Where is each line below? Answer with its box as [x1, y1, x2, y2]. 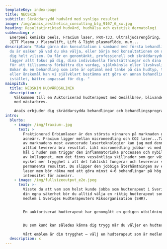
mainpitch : [5, 81, 28, 86]
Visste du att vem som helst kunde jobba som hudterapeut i [23, 187, 150, 192]
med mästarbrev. [14, 100, 48, 105]
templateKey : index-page [5, 7, 57, 12]
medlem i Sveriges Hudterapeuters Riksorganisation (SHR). [23, 196, 148, 201]
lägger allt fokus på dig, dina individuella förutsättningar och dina [9, 58, 162, 63]
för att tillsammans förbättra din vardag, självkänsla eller [9, 62, 141, 67]
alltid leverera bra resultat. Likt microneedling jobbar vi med [23, 145, 162, 150]
